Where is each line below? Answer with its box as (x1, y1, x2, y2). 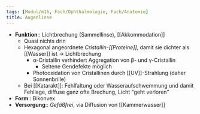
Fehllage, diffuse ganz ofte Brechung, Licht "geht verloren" (23, 88, 169, 95)
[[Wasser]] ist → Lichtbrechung (23, 50, 102, 57)
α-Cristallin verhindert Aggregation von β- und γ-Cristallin (32, 56, 175, 64)
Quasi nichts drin (23, 37, 66, 44)
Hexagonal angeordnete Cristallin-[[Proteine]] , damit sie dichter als (23, 43, 190, 51)
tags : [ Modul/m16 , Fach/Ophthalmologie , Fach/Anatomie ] (6, 8, 149, 15)
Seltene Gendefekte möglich (41, 62, 112, 70)
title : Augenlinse (6, 14, 52, 20)
